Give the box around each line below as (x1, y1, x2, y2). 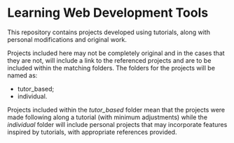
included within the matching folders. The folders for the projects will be (7, 63, 216, 72)
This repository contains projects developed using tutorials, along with (7, 28, 210, 36)
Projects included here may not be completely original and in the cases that (7, 49, 226, 57)
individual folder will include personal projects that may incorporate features (7, 120, 228, 128)
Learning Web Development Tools (7, 5, 209, 21)
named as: (7, 71, 38, 80)
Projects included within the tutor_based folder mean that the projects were (7, 105, 226, 114)
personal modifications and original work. (7, 35, 128, 43)
